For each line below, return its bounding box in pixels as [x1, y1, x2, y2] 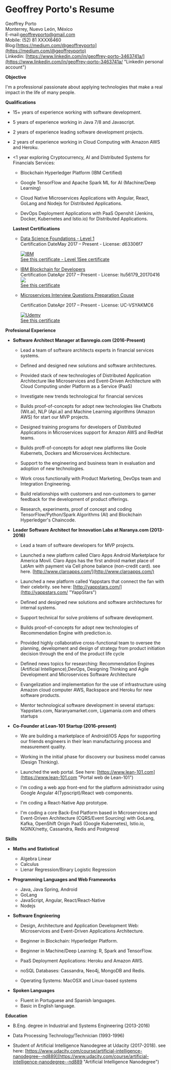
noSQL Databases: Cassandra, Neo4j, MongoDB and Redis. [20, 967, 145, 973]
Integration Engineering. [20, 481, 71, 487]
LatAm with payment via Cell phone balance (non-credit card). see [20, 563, 161, 569]
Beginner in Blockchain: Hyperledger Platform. [20, 937, 118, 944]
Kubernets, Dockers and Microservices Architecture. [20, 450, 131, 456]
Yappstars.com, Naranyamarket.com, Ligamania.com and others [20, 707, 156, 713]
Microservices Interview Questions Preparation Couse [20, 292, 134, 298]
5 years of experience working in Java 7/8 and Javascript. [12, 119, 135, 125]
